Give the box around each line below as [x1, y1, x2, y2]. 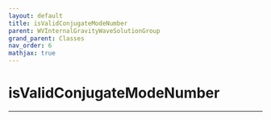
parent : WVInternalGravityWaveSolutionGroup [8, 27, 161, 35]
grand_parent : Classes [8, 34, 85, 43]
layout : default [8, 11, 63, 20]
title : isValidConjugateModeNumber [8, 19, 128, 27]
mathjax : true [8, 49, 56, 57]
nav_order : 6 [8, 42, 52, 50]
